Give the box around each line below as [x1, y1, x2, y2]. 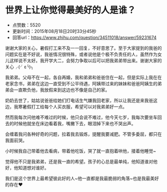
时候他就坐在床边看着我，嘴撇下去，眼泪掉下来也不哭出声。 [13, 120, 136, 126]
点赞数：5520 [12, 22, 41, 28]
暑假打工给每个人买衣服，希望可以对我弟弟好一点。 [22, 103, 127, 110]
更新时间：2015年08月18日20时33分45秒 [12, 28, 97, 34]
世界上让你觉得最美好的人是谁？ [5, 4, 136, 16]
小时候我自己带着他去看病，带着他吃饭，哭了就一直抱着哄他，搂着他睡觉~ [5, 148, 157, 154]
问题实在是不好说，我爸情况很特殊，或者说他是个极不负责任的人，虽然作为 [5, 51, 158, 57]
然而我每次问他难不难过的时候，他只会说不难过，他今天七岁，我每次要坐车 [5, 114, 158, 120]
